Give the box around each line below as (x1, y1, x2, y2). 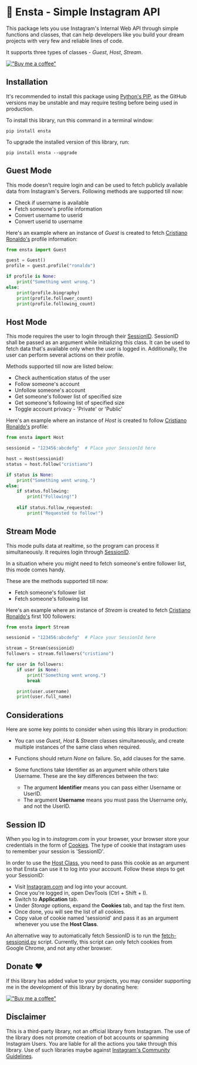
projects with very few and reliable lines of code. (6, 37, 124, 44)
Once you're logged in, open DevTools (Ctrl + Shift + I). (14, 889, 148, 896)
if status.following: (16, 488, 69, 494)
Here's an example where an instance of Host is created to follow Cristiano (6, 417, 187, 424)
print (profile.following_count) (16, 301, 96, 307)
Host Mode (6, 317, 47, 327)
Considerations (6, 710, 64, 720)
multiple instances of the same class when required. (14, 744, 141, 751)
